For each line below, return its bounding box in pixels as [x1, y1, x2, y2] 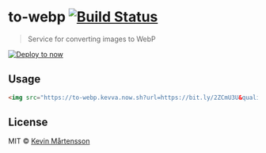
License [8, 116, 48, 129]
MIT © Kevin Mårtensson [8, 136, 90, 146]
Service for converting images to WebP [27, 34, 156, 44]
